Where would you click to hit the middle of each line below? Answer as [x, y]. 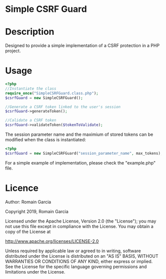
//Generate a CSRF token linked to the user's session [63, 107]
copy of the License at [28, 231]
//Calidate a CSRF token [31, 120]
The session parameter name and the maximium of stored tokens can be [79, 134]
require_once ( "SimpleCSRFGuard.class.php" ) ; [52, 93]
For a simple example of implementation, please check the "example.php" [81, 163]
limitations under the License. [35, 272]
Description [30, 32]
